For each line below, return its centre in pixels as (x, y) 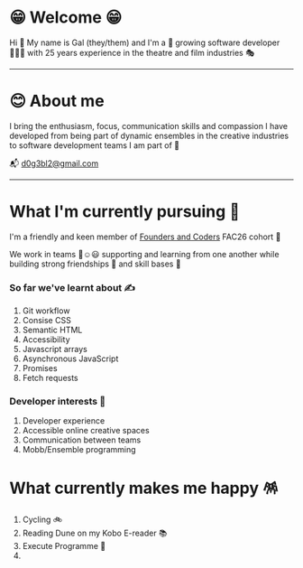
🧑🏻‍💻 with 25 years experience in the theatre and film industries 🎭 (132, 52)
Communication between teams (82, 440)
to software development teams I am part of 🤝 (95, 145)
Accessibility (46, 340)
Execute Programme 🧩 (64, 546)
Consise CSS (47, 321)
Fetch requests (50, 378)
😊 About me (57, 101)
